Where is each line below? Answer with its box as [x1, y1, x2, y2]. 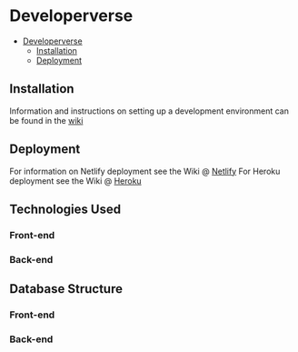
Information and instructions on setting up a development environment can [9, 106, 289, 116]
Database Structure [9, 281, 123, 297]
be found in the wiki [9, 115, 84, 126]
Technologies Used [9, 201, 121, 216]
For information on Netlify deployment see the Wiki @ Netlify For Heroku [9, 166, 281, 176]
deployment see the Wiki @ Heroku [9, 175, 143, 186]
